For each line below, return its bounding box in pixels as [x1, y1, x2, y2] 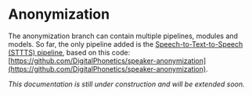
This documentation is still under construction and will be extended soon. [8, 79, 245, 89]
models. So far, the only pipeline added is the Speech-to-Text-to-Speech [8, 39, 243, 48]
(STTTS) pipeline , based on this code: [8, 47, 131, 57]
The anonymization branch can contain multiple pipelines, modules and [8, 31, 239, 40]
